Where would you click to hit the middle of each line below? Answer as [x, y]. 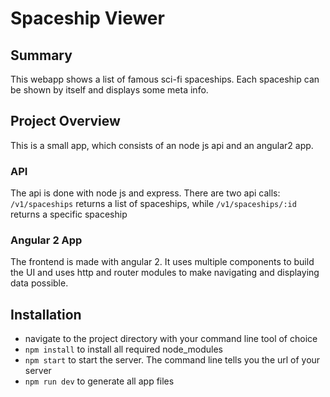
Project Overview [65, 121]
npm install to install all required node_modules [123, 349]
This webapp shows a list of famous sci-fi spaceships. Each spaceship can [165, 79]
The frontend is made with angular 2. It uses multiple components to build [162, 262]
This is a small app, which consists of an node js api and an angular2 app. [162, 145]
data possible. [39, 283]
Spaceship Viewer [87, 18]
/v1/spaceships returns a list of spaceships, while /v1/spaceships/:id [153, 204]
